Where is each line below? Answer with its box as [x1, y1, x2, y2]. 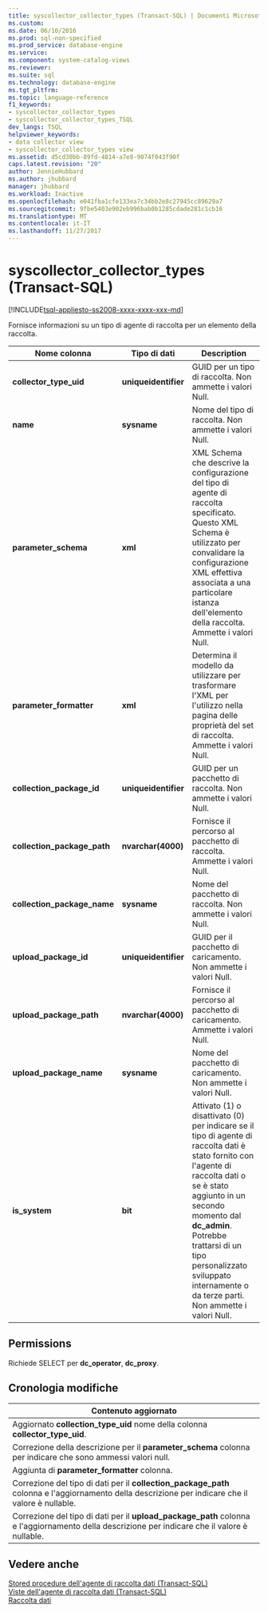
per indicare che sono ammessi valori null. [12, 1451, 170, 1463]
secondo [191, 1200, 225, 1211]
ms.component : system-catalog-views [8, 57, 130, 65]
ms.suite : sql [8, 71, 56, 79]
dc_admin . [191, 1220, 233, 1231]
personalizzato [191, 1260, 248, 1271]
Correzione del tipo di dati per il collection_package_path [12, 1477, 230, 1488]
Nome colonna [34, 347, 92, 359]
